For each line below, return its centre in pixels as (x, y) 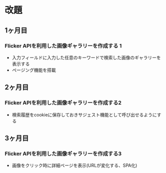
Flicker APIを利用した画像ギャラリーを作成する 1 (63, 45)
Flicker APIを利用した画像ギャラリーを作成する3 (63, 153)
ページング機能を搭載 (34, 70)
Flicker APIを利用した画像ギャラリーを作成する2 (63, 103)
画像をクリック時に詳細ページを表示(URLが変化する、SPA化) (74, 165)
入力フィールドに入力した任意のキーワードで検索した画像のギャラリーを (86, 57)
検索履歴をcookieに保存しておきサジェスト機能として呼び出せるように (84, 114)
